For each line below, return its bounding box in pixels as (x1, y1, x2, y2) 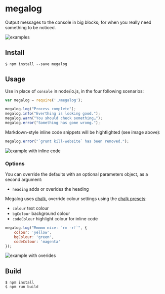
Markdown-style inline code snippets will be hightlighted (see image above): (5, 129, 161, 135)
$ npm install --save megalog (5, 61, 68, 67)
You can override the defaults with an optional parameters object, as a (5, 171, 148, 177)
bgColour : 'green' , (14, 234, 54, 240)
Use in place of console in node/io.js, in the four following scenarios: (5, 88, 144, 94)
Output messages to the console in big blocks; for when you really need (5, 19, 152, 25)
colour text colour (12, 206, 49, 211)
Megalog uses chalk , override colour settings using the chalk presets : (5, 196, 147, 202)
